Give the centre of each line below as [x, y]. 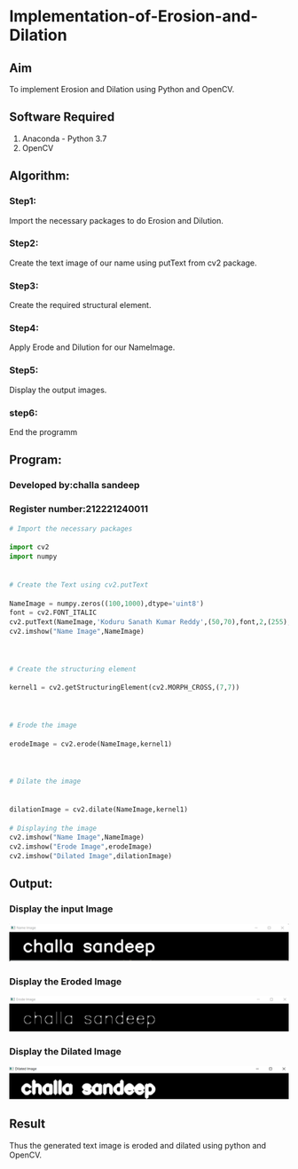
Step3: [24, 286]
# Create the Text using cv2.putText [79, 584]
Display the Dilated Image [65, 1051]
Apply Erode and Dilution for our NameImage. [92, 347]
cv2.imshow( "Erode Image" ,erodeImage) [81, 847]
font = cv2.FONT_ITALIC [53, 613]
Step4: [24, 328]
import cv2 [29, 548]
